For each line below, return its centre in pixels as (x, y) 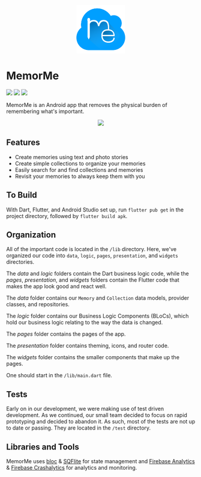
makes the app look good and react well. (56, 287)
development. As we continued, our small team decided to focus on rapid (97, 415)
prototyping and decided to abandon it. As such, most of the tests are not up (101, 422)
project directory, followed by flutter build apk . (67, 216)
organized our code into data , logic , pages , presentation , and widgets (92, 256)
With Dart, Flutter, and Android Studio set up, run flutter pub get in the (95, 210)
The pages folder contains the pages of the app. (66, 334)
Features (23, 143)
